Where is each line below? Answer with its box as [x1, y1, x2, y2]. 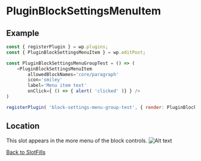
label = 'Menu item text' [28, 83, 87, 89]
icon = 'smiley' [28, 77, 63, 83]
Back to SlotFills [6, 148, 46, 156]
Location [6, 121, 40, 131]
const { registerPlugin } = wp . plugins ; [6, 44, 109, 50]
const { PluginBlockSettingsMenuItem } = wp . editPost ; [6, 49, 146, 55]
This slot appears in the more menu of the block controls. [6, 136, 148, 144]
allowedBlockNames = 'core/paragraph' [28, 71, 119, 77]
